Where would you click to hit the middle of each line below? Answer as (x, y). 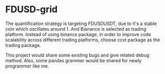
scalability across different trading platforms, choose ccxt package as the (83, 40)
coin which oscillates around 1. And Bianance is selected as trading (76, 29)
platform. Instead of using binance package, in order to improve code (78, 34)
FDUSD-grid (31, 9)
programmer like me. (27, 66)
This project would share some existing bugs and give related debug (77, 55)
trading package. (23, 45)
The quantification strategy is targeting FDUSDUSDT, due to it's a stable (81, 23)
